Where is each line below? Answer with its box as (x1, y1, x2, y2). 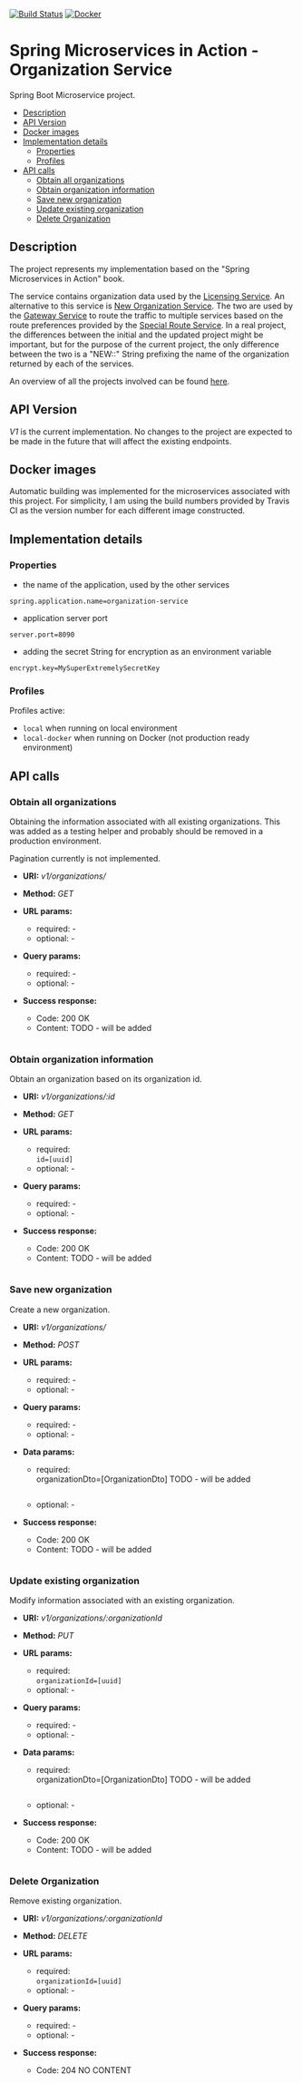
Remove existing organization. (9, 1895, 122, 1906)
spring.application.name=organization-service (9, 597, 189, 607)
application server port (22, 613, 109, 624)
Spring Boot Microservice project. (9, 89, 136, 100)
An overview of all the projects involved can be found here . (9, 375, 230, 386)
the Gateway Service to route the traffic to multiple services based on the (9, 309, 284, 321)
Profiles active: (9, 706, 65, 716)
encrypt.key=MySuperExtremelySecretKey (9, 664, 161, 673)
